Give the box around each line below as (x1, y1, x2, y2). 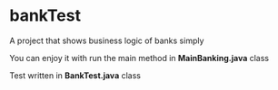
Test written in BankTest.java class (9, 69, 141, 81)
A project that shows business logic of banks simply (9, 35, 204, 46)
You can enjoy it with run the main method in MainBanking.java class (9, 52, 270, 63)
